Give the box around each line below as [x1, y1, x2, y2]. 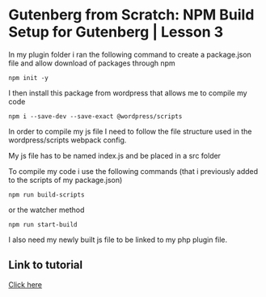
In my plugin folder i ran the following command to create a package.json [8, 49, 252, 59]
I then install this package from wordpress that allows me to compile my [8, 87, 248, 98]
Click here [8, 279, 43, 289]
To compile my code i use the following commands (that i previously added [8, 166, 259, 176]
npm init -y [8, 74, 49, 82]
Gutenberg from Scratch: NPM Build [8, 6, 255, 24]
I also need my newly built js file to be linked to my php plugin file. [8, 235, 228, 244]
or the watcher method [8, 205, 85, 214]
